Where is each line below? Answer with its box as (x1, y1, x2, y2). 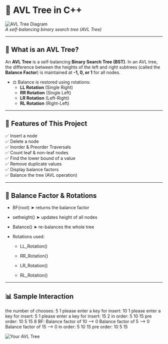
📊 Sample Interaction (5, 292, 74, 301)
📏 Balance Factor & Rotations (5, 191, 97, 200)
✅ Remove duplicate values (5, 161, 62, 167)
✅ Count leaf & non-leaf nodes (5, 149, 68, 155)
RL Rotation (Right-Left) (19, 100, 69, 106)
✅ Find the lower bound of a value (5, 155, 76, 161)
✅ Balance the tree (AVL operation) (5, 172, 77, 178)
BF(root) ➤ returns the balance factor (12, 205, 89, 211)
